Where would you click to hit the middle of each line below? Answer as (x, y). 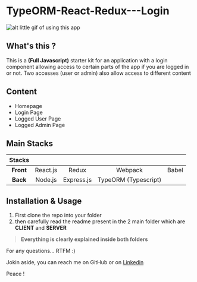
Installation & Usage (44, 201)
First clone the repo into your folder (58, 216)
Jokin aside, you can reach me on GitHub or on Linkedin (75, 262)
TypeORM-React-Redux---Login (88, 11)
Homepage (29, 106)
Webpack (129, 170)
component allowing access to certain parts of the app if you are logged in (98, 66)
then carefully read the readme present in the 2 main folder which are (100, 221)
